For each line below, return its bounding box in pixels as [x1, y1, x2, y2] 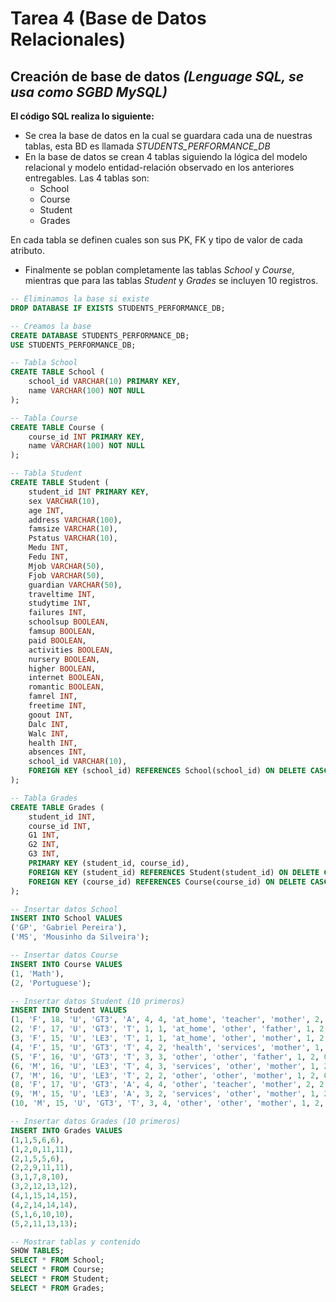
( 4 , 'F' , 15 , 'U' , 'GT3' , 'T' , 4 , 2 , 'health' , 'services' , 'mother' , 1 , [10, 1042, 325, 1052]
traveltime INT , [28, 589, 97, 599]
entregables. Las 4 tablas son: [24, 172, 150, 184]
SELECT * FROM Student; [10, 1274, 110, 1284]
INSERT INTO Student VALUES [10, 1005, 128, 1016]
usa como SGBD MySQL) [10, 83, 168, 101]
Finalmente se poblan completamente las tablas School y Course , [24, 264, 295, 276]
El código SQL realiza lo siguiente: [10, 110, 155, 122]
